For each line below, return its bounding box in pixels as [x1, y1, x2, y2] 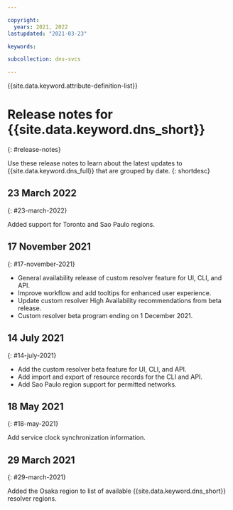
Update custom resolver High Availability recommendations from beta [17, 296, 222, 305]
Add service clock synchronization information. [7, 433, 146, 442]
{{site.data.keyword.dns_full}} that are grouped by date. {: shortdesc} [7, 167, 211, 175]
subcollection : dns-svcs [7, 56, 81, 63]
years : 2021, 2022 [13, 23, 69, 31]
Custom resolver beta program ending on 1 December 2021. [17, 311, 193, 320]
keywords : [7, 43, 37, 50]
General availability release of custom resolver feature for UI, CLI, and [17, 273, 222, 282]
